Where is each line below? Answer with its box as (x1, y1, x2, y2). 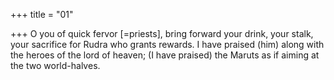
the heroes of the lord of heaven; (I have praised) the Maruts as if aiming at (10, 49, 320, 61)
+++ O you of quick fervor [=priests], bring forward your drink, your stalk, (10, 28, 314, 39)
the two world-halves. (10, 60, 101, 71)
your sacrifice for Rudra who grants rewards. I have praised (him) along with (10, 39, 325, 50)
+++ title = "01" (10, 9, 74, 20)
